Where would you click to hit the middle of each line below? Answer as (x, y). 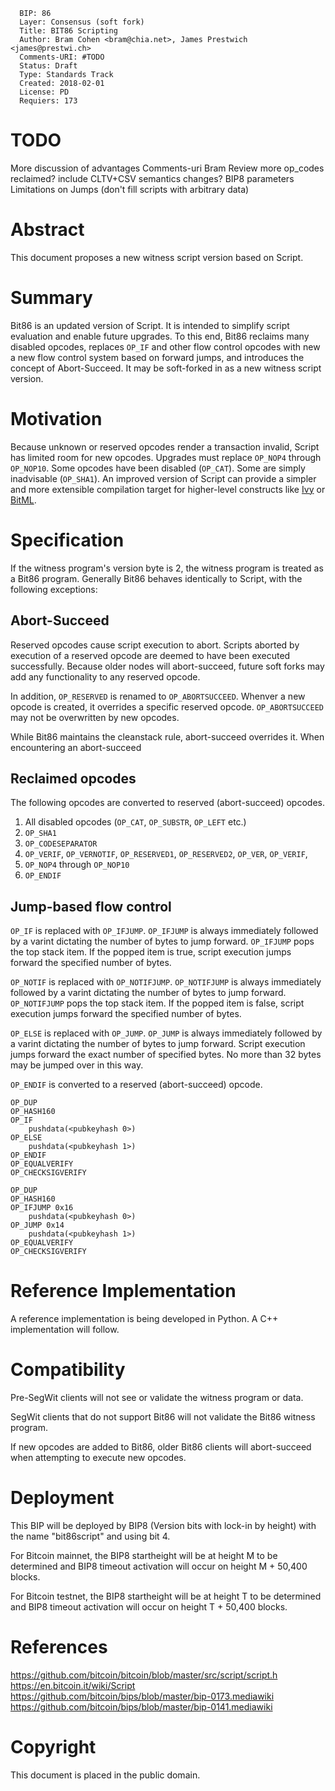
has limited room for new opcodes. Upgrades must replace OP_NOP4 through (166, 457)
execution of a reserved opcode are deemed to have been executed (150, 655)
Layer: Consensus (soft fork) (82, 22)
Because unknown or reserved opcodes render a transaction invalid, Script (165, 446)
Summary (51, 298)
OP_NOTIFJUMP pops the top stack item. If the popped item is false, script (157, 1003)
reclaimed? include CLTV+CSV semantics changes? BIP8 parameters (152, 178)
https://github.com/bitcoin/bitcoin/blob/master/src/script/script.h (144, 1675)
